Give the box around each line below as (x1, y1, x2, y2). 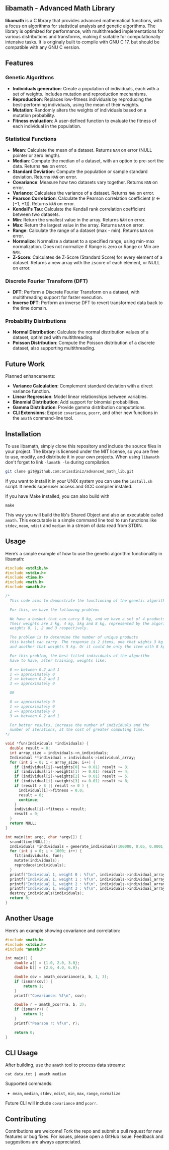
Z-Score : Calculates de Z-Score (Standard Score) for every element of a (12, 254, 162, 260)
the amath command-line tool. (12, 415, 74, 421)
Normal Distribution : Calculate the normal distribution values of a (12, 329, 149, 335)
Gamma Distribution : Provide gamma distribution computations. (12, 405, 146, 411)
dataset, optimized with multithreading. (12, 334, 94, 340)
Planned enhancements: (5, 373, 55, 379)
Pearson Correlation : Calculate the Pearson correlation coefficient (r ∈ (12, 195, 160, 201)
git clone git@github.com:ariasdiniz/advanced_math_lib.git (5, 469, 134, 474)
